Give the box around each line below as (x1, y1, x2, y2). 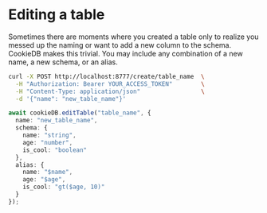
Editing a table (8, 6, 105, 24)
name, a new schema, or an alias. (8, 57, 118, 67)
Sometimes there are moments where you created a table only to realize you (8, 32, 259, 41)
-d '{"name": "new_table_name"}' (15, 95, 127, 103)
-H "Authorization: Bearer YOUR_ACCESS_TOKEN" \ (15, 79, 205, 88)
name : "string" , (22, 131, 77, 140)
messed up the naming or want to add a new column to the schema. (8, 40, 232, 49)
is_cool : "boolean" (22, 145, 88, 154)
